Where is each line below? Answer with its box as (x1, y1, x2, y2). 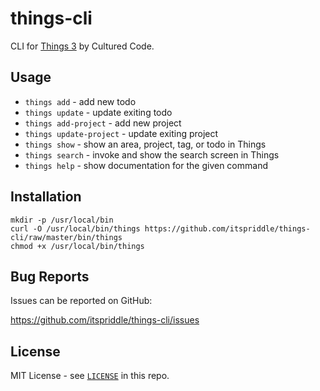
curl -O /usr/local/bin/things (10, 223, 141, 234)
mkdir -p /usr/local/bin (10, 215, 114, 225)
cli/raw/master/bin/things (10, 232, 123, 242)
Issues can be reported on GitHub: (10, 295, 153, 307)
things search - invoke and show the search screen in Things (24, 148, 280, 161)
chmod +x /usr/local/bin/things (10, 241, 145, 251)
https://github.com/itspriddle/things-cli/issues (10, 314, 200, 326)
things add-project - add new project (24, 117, 182, 129)
